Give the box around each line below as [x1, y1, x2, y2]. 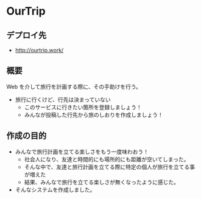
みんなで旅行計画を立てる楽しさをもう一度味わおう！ [15, 148, 149, 155]
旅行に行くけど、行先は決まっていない [15, 96, 111, 103]
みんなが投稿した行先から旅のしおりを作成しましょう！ [24, 111, 163, 118]
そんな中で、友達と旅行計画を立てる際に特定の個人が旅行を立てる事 [24, 163, 196, 170]
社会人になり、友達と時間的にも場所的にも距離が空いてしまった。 [24, 155, 190, 162]
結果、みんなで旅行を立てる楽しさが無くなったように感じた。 [24, 178, 180, 186]
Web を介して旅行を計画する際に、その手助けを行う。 [6, 83, 142, 90]
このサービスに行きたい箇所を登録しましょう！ [24, 103, 142, 111]
